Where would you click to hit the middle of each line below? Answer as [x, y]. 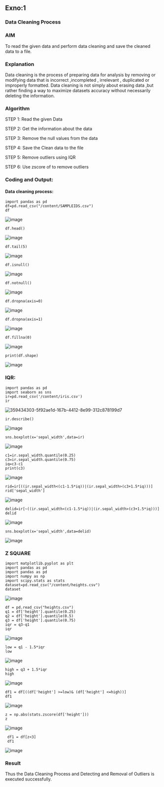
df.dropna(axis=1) [24, 320]
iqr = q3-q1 [17, 624]
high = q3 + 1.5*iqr [26, 669]
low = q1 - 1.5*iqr [25, 647]
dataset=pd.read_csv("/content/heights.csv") [52, 585]
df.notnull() [18, 283]
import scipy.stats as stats [35, 581]
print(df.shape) [22, 356]
